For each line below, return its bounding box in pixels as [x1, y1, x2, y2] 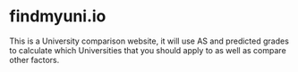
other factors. [9, 54, 60, 65]
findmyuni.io [9, 6, 106, 27]
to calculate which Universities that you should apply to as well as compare [9, 44, 286, 55]
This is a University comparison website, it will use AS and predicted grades [9, 36, 289, 46]
